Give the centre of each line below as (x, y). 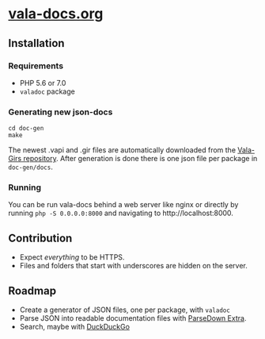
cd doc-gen (26, 129)
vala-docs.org (56, 14)
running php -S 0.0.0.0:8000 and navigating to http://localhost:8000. (121, 213)
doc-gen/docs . (30, 167)
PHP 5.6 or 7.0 (43, 83)
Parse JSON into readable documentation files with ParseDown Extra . (133, 318)
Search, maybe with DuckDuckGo (75, 327)
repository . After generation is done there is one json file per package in (140, 159)
